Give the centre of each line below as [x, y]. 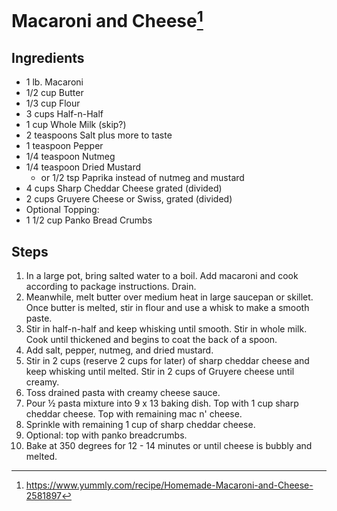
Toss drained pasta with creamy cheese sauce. [123, 393]
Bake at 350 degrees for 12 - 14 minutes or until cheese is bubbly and [169, 446]
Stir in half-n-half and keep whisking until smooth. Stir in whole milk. [166, 329]
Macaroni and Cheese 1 [107, 19]
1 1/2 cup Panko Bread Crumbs [89, 220]
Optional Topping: [62, 210]
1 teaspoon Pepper [64, 146]
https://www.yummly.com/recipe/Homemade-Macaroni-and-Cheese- [169, 485]
